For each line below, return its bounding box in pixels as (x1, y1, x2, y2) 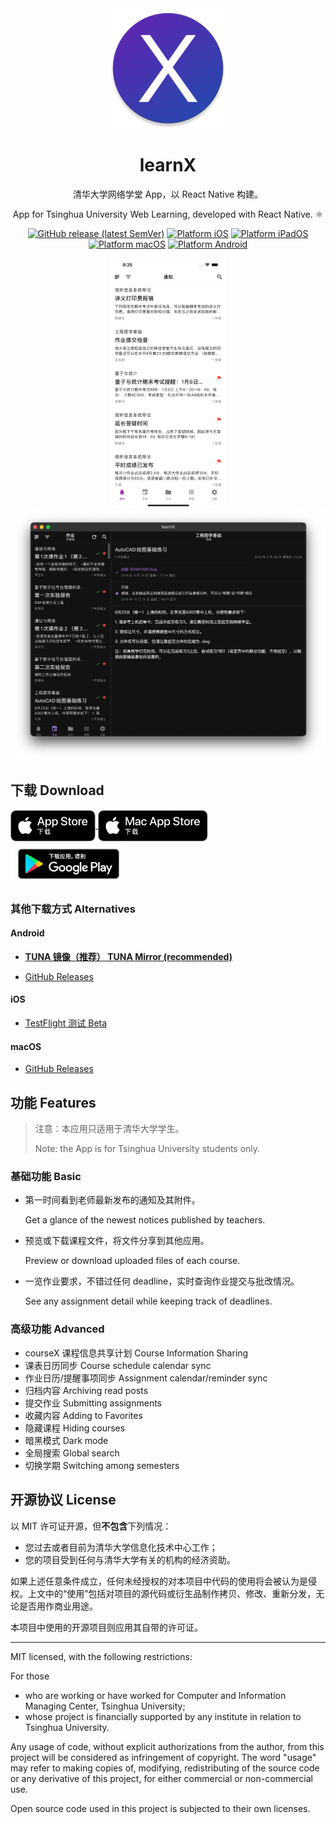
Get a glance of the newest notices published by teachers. (24, 1214, 266, 1226)
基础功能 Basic (10, 1170, 82, 1184)
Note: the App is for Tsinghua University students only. (34, 1143, 261, 1155)
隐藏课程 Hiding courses (24, 1422, 126, 1434)
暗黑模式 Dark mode (24, 1434, 109, 1446)
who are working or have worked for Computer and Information (24, 1689, 287, 1701)
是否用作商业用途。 (18, 1600, 98, 1612)
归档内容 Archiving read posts (24, 1384, 149, 1396)
